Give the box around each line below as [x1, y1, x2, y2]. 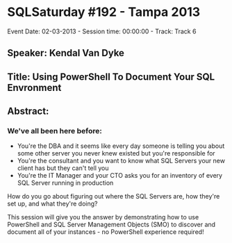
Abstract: [7, 106, 49, 117]
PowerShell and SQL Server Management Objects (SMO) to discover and [7, 220, 216, 229]
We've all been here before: [7, 126, 102, 136]
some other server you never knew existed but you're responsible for [17, 149, 215, 158]
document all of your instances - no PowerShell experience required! [7, 228, 204, 236]
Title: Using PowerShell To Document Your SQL [7, 71, 215, 83]
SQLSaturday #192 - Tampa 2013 [7, 4, 201, 20]
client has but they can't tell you [17, 164, 109, 172]
